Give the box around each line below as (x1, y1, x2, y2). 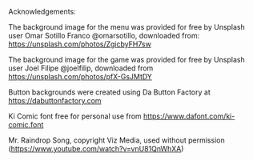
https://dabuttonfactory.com (8, 96, 102, 105)
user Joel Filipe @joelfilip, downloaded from (8, 63, 154, 73)
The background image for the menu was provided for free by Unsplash (8, 22, 246, 31)
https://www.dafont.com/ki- (143, 111, 235, 121)
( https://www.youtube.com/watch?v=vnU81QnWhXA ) (8, 144, 184, 153)
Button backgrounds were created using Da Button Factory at (8, 87, 211, 97)
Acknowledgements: (8, 7, 76, 16)
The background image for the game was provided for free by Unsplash (8, 55, 246, 64)
